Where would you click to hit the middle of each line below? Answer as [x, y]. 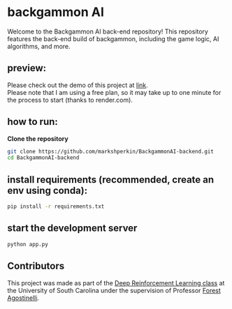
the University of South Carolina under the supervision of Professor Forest [114, 290]
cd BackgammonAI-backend [43, 158]
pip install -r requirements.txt [56, 206]
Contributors [36, 266]
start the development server [72, 228]
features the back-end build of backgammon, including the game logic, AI [113, 38]
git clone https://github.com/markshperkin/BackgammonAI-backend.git [111, 151]
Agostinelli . [23, 298]
